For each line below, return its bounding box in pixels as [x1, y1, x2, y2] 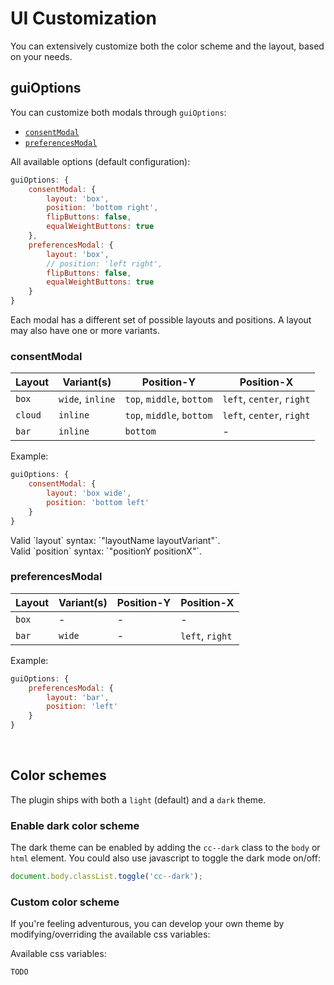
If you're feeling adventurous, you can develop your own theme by [10, 918, 285, 930]
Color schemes [10, 767, 107, 784]
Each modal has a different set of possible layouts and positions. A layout [10, 314, 312, 326]
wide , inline [58, 392, 116, 406]
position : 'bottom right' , [46, 203, 159, 213]
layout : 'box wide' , [46, 488, 132, 499]
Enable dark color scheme [10, 818, 140, 832]
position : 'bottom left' [46, 497, 150, 507]
